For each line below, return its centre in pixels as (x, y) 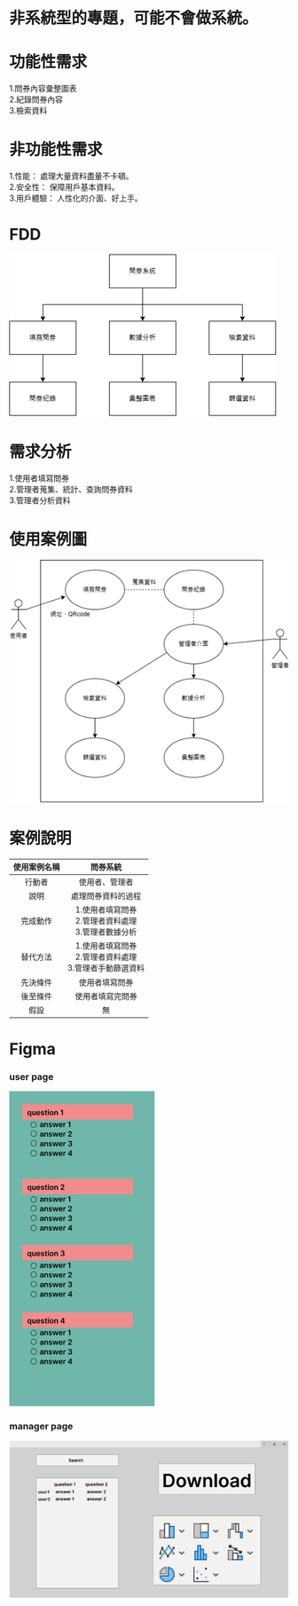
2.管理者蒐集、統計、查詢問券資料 (71, 489)
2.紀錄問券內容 (36, 99)
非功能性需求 (56, 150)
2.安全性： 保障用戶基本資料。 (64, 187)
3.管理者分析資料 (40, 500)
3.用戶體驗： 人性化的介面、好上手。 (76, 198)
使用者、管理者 (106, 882)
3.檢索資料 (28, 111)
